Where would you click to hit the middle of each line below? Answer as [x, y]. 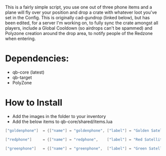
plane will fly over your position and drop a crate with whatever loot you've [81, 12]
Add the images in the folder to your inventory [59, 116]
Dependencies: [37, 58]
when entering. [21, 39]
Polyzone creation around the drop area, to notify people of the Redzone [79, 33]
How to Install [34, 103]
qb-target [22, 77]
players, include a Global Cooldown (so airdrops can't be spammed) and [79, 28]
